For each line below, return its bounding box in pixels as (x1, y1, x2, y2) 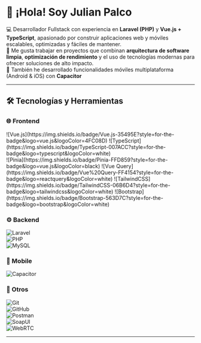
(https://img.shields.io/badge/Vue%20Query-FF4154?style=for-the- (6, 169, 174, 176)
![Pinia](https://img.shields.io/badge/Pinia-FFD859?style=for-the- (6, 156, 168, 163)
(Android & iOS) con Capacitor (6, 72, 82, 80)
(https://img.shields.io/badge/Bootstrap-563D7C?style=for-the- (6, 194, 163, 201)
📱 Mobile (6, 257, 32, 265)
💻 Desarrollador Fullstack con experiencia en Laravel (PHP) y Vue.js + (6, 25, 182, 32)
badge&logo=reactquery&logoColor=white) (6, 175, 113, 182)
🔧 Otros (6, 286, 29, 294)
